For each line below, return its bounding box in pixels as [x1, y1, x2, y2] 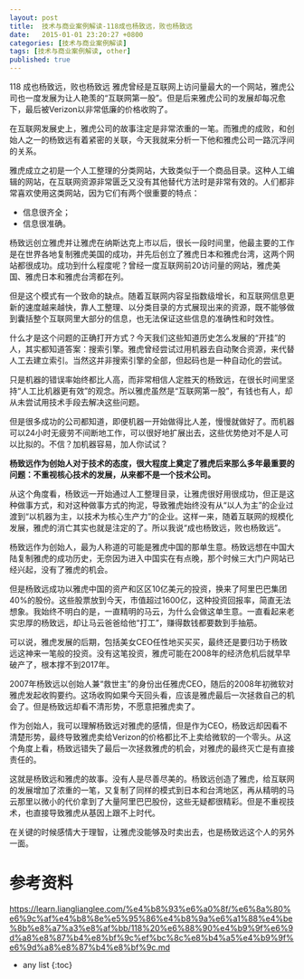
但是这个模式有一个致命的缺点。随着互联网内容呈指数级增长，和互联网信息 [9, 290, 287, 301]
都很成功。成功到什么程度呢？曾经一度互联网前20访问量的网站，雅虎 [16, 260, 273, 271]
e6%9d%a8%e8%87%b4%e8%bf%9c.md [9, 942, 170, 953]
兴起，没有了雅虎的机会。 [16, 565, 113, 575]
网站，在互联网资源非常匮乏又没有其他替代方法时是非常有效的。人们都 [24, 176, 287, 186]
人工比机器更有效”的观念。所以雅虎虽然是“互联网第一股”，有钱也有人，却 [21, 385, 293, 396]
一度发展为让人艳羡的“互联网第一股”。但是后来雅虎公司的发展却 [24, 92, 262, 103]
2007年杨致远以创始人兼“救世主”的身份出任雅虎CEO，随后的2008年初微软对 [9, 679, 294, 689]
